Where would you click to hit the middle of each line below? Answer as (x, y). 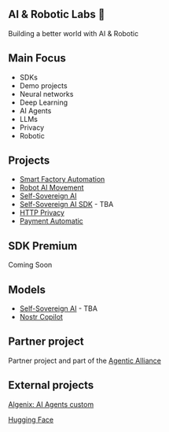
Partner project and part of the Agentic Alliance (84, 360)
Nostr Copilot (41, 317)
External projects (51, 385)
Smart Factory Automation (62, 179)
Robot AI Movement (51, 188)
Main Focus (37, 59)
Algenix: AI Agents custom (51, 404)
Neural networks (46, 94)
